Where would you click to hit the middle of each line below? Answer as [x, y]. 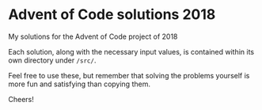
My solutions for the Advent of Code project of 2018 [93, 36]
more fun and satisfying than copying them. [79, 84]
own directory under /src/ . [52, 60]
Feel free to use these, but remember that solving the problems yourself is [129, 75]
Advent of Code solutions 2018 [112, 15]
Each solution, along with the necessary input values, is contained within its [131, 51]
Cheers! [21, 99]
